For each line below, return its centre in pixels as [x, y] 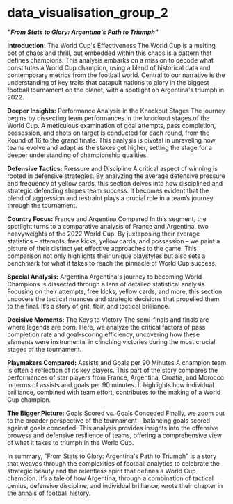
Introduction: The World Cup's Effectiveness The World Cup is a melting [111, 45]
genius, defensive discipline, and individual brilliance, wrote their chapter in [115, 485]
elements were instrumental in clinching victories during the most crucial [111, 341]
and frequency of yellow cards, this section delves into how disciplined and [115, 183]
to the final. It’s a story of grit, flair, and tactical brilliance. [89, 306]
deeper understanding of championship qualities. [78, 155]
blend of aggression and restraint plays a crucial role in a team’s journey [110, 198]
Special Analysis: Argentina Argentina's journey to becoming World [105, 277]
